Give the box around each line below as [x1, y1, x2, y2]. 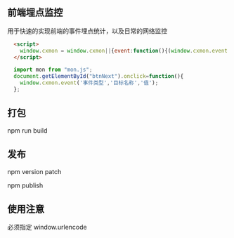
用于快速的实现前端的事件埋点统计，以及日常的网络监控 [7, 27, 167, 35]
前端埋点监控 [7, 6, 63, 19]
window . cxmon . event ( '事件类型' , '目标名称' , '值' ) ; [20, 79, 159, 86]
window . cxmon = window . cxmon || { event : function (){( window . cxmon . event [20, 47, 228, 54]
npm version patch [7, 167, 62, 176]
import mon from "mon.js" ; [13, 66, 93, 74]
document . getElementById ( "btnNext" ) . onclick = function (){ [13, 73, 184, 80]
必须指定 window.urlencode [7, 223, 87, 232]
